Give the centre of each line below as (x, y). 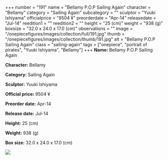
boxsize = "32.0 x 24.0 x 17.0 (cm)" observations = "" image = (69, 29)
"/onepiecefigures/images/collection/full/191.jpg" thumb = (65, 34)
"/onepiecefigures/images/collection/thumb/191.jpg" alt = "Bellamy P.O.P (80, 39)
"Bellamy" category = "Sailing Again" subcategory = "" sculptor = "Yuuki (80, 13)
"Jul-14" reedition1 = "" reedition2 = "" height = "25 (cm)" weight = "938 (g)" (84, 23)
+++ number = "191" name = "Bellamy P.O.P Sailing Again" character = (78, 7)
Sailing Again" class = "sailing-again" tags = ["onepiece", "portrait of (76, 44)
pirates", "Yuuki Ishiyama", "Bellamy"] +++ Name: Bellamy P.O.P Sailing (79, 50)
